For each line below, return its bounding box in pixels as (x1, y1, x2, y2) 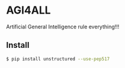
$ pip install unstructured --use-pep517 (6, 56, 110, 62)
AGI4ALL (6, 4, 52, 17)
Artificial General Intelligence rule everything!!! (6, 23, 120, 30)
